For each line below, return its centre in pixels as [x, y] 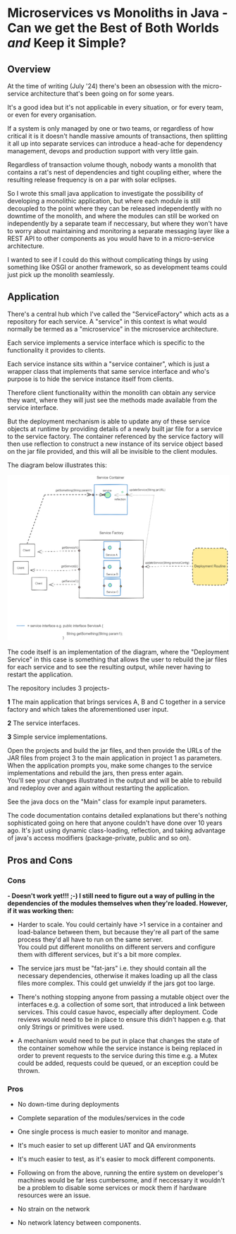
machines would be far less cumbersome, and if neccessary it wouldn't [121, 1180]
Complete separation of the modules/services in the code [101, 1118]
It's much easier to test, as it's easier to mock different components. [117, 1159]
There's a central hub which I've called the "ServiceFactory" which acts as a [118, 314]
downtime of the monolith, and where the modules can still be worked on [113, 216]
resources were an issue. [54, 1195]
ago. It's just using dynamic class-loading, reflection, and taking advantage [116, 830]
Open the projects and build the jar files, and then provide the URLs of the [114, 751]
